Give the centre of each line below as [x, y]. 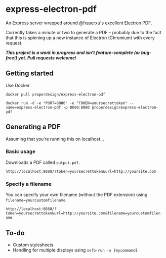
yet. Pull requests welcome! [47, 57]
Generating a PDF [33, 127]
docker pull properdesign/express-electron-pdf [56, 94]
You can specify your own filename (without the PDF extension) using [77, 195]
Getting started [30, 74]
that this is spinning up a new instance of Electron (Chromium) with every [80, 38]
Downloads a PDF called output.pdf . [43, 162]
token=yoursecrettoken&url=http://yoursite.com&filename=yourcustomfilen [83, 213]
